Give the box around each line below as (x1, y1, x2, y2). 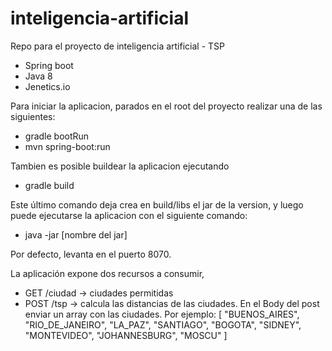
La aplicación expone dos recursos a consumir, (10, 267, 205, 279)
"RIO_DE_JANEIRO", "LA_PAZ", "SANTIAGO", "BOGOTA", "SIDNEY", (24, 318, 302, 331)
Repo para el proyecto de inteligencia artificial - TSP (10, 40, 225, 52)
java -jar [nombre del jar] (24, 228, 128, 241)
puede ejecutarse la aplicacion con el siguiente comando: (10, 209, 248, 221)
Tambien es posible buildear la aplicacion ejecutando (10, 160, 230, 172)
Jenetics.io (24, 80, 71, 92)
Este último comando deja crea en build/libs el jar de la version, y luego (10, 198, 304, 211)
